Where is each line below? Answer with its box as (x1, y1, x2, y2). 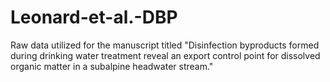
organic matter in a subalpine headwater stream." (10, 60, 214, 72)
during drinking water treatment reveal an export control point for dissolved (10, 49, 321, 61)
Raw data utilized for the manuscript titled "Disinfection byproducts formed (10, 39, 320, 51)
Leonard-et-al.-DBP (10, 6, 178, 29)
